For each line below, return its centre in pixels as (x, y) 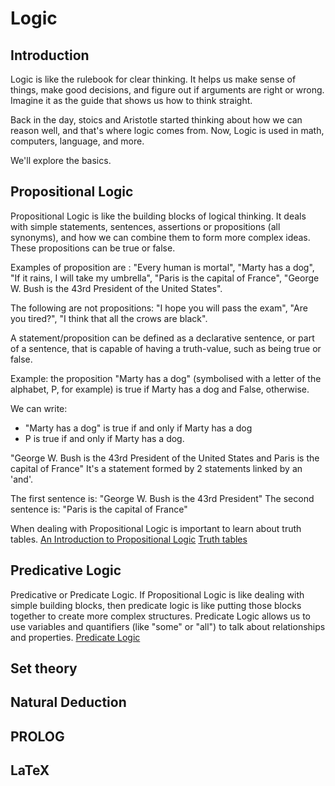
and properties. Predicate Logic (75, 637)
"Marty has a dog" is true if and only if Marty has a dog (138, 428)
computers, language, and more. (77, 141)
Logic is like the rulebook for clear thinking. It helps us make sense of (153, 79)
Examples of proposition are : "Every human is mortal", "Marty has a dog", (162, 267)
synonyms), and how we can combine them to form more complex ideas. (160, 237)
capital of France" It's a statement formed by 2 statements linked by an (156, 468)
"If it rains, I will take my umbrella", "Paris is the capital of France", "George (165, 278)
